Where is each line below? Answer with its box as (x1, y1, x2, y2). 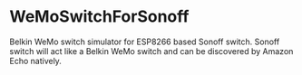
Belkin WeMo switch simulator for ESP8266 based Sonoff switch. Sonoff (9, 36, 280, 47)
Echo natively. (9, 55, 62, 66)
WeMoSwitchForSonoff (9, 6, 190, 27)
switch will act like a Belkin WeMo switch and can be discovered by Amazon (9, 45, 294, 56)
